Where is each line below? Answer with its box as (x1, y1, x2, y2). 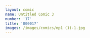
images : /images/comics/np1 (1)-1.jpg (5, 26, 85, 31)
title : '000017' (5, 21, 39, 26)
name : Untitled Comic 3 (5, 12, 54, 17)
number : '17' (5, 16, 32, 21)
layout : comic (5, 7, 35, 12)
